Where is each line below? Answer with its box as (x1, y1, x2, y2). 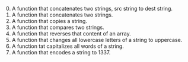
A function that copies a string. (11, 18, 88, 24)
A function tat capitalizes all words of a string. (11, 43, 125, 50)
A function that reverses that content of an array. (11, 30, 132, 37)
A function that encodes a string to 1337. (11, 49, 111, 56)
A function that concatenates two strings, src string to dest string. (11, 5, 173, 12)
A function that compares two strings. (11, 24, 105, 31)
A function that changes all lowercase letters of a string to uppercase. (11, 37, 183, 43)
